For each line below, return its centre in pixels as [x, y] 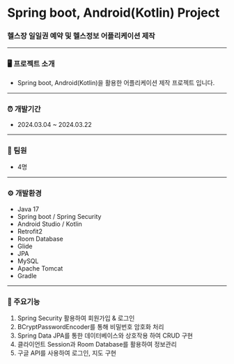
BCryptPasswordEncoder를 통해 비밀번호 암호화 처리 [91, 326]
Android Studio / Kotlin [49, 224]
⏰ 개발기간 [24, 109]
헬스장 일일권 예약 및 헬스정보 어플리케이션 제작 [81, 36]
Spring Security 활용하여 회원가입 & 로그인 [76, 318]
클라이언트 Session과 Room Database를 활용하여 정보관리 [97, 344]
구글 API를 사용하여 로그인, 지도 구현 [67, 353]
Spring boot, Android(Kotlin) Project [114, 13]
